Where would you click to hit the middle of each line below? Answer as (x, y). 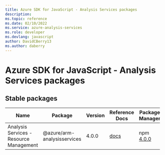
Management (23, 145)
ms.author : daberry (25, 46)
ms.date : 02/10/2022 (26, 23)
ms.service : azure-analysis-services (44, 28)
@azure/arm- (59, 133)
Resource (19, 139)
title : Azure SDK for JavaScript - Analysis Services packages (71, 10)
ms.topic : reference (26, 19)
